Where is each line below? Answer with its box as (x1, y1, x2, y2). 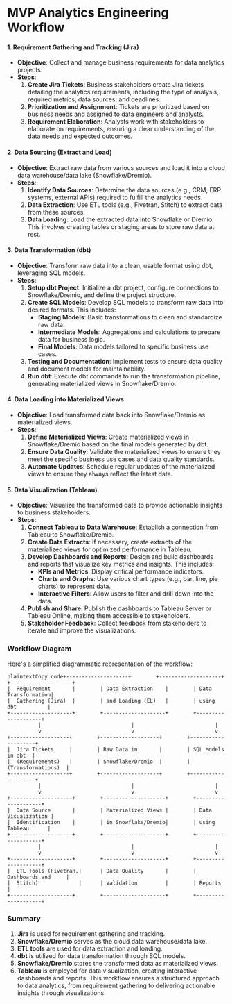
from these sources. (27, 208, 85, 216)
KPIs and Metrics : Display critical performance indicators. (37, 567, 204, 576)
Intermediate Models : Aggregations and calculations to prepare (37, 328, 221, 336)
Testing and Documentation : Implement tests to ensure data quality (27, 357, 223, 365)
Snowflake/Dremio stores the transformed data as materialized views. (17, 959, 219, 967)
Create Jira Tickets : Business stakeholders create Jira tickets (27, 81, 204, 89)
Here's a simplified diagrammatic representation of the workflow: (7, 660, 193, 668)
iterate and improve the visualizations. (27, 626, 136, 635)
